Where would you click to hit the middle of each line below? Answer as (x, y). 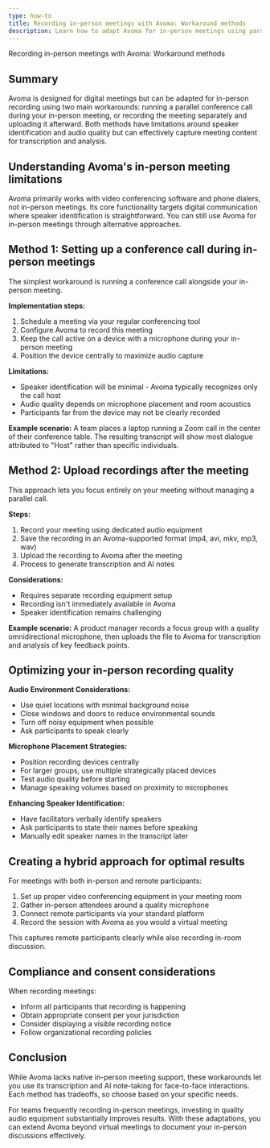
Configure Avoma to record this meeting (86, 329)
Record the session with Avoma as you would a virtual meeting (123, 922)
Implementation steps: (47, 305)
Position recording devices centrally (79, 762)
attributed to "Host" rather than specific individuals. (94, 445)
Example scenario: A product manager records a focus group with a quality (134, 628)
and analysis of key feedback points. (69, 644)
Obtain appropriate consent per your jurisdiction (100, 1015)
